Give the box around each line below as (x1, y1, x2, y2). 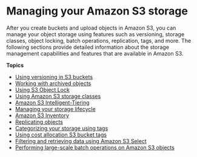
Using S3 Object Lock (15, 86, 70, 93)
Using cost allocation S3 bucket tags (15, 131, 107, 138)
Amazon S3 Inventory (15, 112, 70, 119)
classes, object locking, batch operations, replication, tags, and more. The (6, 37, 192, 44)
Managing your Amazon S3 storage (6, 4, 188, 18)
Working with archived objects (15, 80, 92, 87)
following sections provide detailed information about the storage (6, 43, 170, 51)
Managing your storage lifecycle (15, 105, 96, 112)
